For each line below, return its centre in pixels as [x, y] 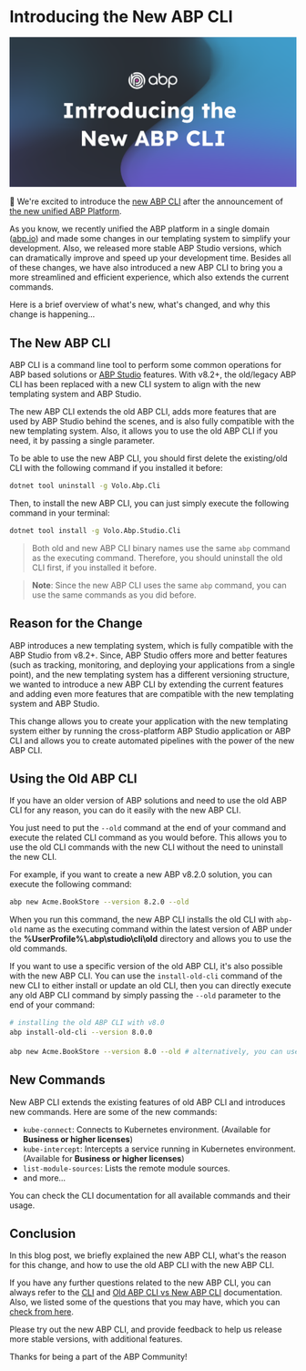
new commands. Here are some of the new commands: [113, 1111]
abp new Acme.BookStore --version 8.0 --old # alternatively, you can [146, 1051]
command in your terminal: [60, 513]
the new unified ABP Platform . [66, 211]
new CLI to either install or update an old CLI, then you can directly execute [150, 986]
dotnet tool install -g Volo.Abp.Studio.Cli [95, 530]
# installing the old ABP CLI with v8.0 [87, 1023]
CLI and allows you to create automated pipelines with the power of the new [152, 741]
